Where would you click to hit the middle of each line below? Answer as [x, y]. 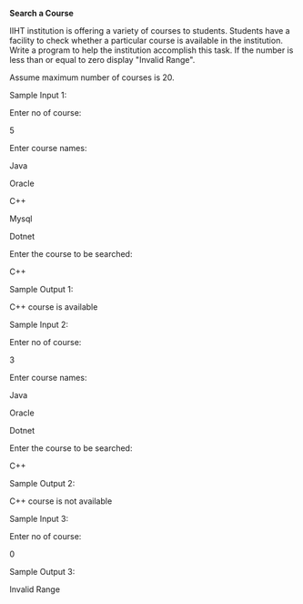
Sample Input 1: [38, 95]
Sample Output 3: [42, 572]
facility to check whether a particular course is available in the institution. [146, 41]
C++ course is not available [61, 501]
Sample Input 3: [39, 519]
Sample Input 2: [39, 324]
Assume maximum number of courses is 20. [92, 77]
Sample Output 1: [41, 289]
